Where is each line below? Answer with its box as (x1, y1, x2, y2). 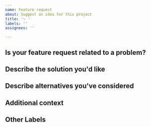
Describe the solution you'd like (5, 65, 105, 73)
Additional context (5, 98, 64, 107)
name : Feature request (5, 7, 52, 12)
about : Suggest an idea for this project (5, 12, 92, 17)
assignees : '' (5, 26, 35, 31)
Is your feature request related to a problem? (5, 48, 146, 57)
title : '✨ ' (5, 16, 31, 21)
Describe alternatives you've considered (5, 82, 134, 90)
